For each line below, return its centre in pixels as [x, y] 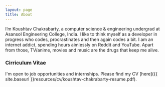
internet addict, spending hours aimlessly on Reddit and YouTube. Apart [79, 44]
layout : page [19, 10]
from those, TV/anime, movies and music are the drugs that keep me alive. [82, 50]
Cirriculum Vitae [26, 63]
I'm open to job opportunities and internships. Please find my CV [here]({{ [81, 73]
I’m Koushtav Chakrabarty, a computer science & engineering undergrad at [82, 28]
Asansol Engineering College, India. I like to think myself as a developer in [81, 34]
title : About [19, 14]
